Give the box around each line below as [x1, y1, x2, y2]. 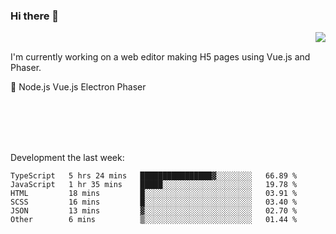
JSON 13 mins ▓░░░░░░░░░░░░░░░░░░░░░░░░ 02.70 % [10, 206, 298, 216]
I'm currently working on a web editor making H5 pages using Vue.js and [10, 51, 311, 63]
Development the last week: [10, 152, 125, 164]
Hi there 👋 [10, 9, 60, 23]
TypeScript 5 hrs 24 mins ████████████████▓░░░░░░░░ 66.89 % [10, 171, 298, 181]
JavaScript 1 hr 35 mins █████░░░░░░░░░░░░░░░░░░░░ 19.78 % [10, 180, 298, 190]
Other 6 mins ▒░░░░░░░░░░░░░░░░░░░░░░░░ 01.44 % [10, 215, 298, 225]
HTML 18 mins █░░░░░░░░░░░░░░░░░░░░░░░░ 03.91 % [10, 189, 298, 199]
